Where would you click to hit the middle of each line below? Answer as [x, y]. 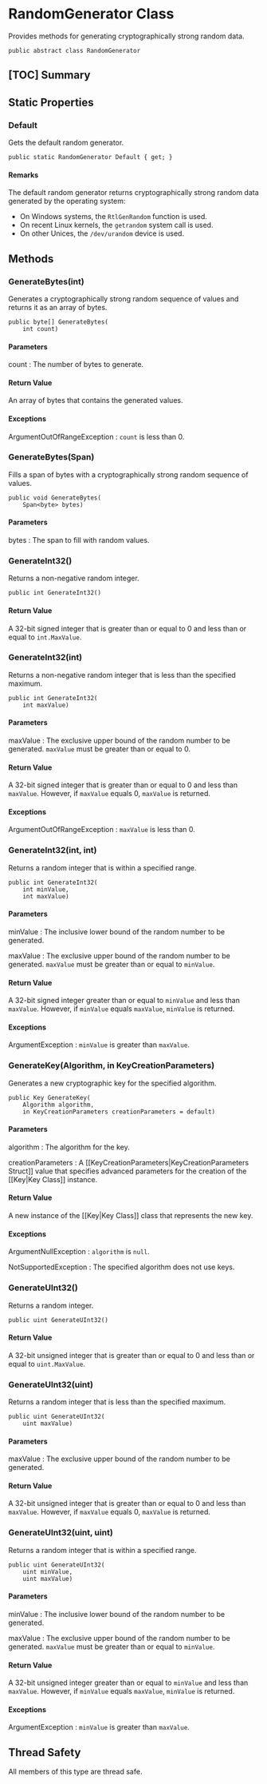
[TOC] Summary [49, 76]
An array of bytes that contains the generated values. [96, 400]
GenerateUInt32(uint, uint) [61, 1533]
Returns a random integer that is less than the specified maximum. [117, 1402]
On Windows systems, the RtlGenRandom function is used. [113, 217]
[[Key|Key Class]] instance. [53, 1179]
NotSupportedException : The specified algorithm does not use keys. [122, 1267]
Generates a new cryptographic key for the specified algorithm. [112, 1083]
